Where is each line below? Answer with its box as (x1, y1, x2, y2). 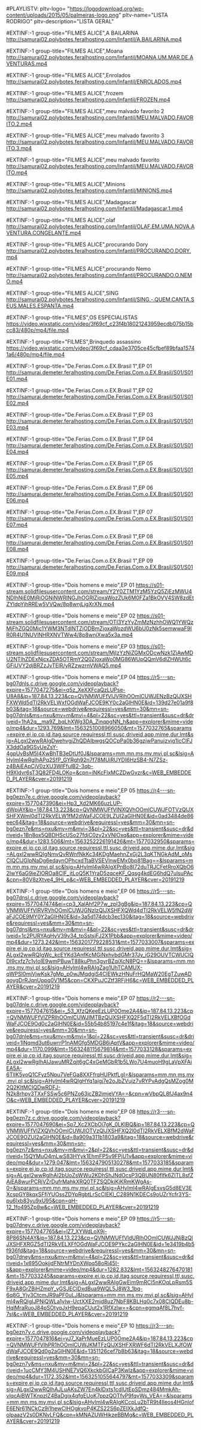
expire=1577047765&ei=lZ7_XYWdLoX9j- (6, 1228, 108, 1235)
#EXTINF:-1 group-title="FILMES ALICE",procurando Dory (6, 241, 148, 248)
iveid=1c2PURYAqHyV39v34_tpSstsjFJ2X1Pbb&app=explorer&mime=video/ (6, 932, 193, 939)
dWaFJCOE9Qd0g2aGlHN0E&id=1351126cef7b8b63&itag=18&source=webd (6, 1347, 193, 1355)
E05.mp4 (6, 472, 29, 480)
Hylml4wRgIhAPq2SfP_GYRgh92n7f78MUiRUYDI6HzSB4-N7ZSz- (6, 756, 169, 763)
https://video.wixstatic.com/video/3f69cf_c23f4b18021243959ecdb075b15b (6, 320, 194, 327)
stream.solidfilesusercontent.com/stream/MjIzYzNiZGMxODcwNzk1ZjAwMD (6, 649, 193, 656)
